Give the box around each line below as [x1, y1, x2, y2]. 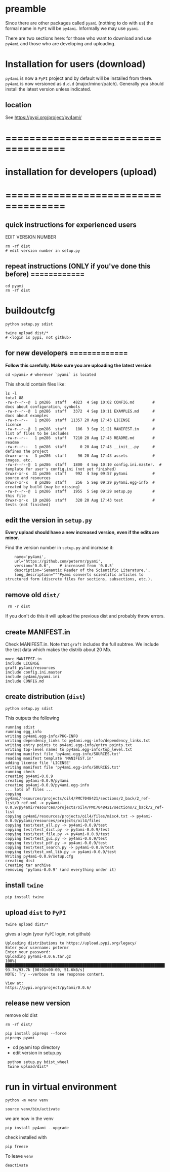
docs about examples [5, 413, 49, 418]
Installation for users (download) [5, 58, 146, 70]
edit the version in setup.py [5, 516, 92, 524]
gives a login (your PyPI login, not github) [5, 930, 91, 936]
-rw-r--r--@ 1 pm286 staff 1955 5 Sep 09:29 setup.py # [5, 489, 155, 494]
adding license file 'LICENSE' [5, 760, 71, 766]
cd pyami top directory [12, 1044, 60, 1050]
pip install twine [5, 894, 44, 899]
